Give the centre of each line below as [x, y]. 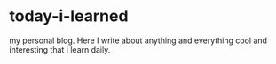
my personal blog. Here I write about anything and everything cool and [138, 40]
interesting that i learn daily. [60, 49]
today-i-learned [69, 16]
